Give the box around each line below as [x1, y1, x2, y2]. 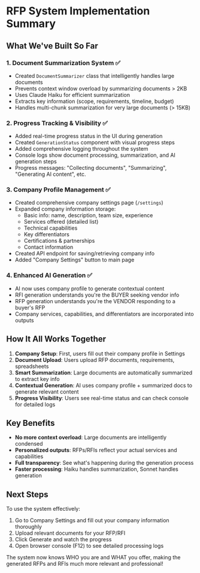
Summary [6, 17, 56, 31]
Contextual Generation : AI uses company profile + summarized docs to [14, 382, 193, 389]
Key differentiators [23, 231, 70, 238]
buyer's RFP [14, 304, 46, 311]
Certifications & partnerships [23, 237, 95, 245]
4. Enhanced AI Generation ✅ [6, 271, 93, 279]
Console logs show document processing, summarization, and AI [14, 151, 175, 159]
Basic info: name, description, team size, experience [23, 212, 153, 219]
